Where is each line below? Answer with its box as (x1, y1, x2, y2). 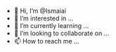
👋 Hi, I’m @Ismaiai (13, 7, 67, 15)
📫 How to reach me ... (13, 37, 79, 45)
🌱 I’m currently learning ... (13, 22, 89, 30)
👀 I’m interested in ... (13, 14, 74, 22)
